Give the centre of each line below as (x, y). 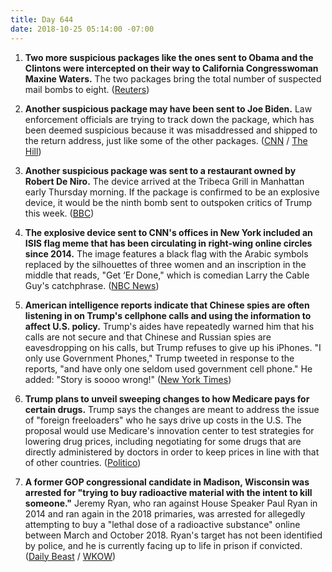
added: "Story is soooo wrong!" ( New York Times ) (128, 379)
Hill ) (33, 151)
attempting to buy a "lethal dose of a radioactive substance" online (162, 524)
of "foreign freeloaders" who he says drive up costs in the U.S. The (163, 420)
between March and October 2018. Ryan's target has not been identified (173, 535)
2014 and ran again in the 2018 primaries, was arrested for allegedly (165, 513)
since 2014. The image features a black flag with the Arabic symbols (166, 253)
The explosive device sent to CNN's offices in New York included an (168, 232)
